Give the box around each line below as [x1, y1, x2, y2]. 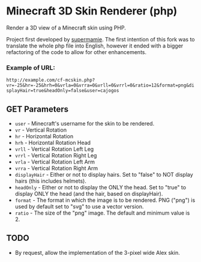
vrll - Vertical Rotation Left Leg [14, 145, 94, 153]
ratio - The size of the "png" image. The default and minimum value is [14, 209, 190, 217]
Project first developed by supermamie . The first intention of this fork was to [6, 35, 195, 43]
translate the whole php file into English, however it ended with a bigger [6, 42, 184, 49]
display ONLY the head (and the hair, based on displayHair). [14, 190, 163, 198]
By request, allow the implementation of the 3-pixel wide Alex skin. [14, 249, 180, 256]
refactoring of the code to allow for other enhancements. [6, 48, 147, 55]
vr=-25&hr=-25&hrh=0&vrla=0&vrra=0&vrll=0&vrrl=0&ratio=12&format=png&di [6, 82, 195, 88]
